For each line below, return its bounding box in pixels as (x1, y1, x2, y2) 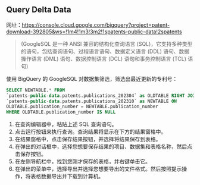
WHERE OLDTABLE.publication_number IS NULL (6, 109, 116, 115)
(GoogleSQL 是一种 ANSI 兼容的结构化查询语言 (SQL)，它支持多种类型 (20, 40, 193, 47)
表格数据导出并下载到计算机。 (30, 173, 104, 180)
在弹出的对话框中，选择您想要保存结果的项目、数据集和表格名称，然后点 (14, 143, 192, 150)
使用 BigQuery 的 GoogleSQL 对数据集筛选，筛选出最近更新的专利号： (6, 75, 178, 82)
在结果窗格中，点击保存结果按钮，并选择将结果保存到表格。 (14, 136, 161, 143)
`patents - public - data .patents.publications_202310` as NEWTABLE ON (6, 98, 177, 104)
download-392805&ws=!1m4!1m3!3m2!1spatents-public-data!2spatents (6, 28, 183, 35)
